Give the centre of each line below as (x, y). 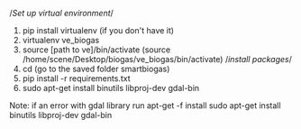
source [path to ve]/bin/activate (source (96, 50)
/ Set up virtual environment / (62, 13)
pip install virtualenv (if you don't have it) (98, 30)
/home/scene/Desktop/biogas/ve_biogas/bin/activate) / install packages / (157, 59)
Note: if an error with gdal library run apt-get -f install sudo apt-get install (145, 106)
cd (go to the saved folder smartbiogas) (96, 69)
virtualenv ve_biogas (61, 40)
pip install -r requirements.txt (76, 78)
